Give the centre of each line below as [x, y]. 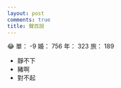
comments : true [29, 20]
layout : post [26, 13]
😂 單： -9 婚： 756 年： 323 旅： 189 [61, 46]
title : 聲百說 [26, 26]
